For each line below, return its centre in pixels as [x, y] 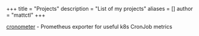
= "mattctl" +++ [26, 15]
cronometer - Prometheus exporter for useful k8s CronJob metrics [89, 27]
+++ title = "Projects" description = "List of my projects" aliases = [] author [100, 9]
